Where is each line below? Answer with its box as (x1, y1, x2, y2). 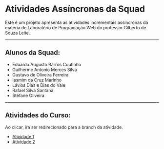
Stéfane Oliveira (12, 93, 45, 98)
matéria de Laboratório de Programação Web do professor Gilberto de (5, 24, 146, 30)
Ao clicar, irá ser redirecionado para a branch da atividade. (5, 124, 123, 130)
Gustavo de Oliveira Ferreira (12, 72, 69, 77)
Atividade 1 (12, 133, 35, 139)
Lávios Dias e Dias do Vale (12, 82, 66, 88)
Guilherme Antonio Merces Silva (12, 67, 77, 73)
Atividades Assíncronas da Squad (5, 3, 145, 15)
